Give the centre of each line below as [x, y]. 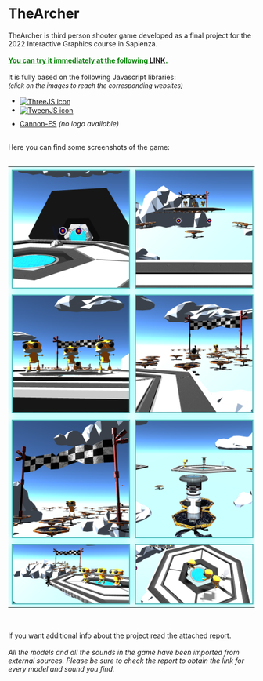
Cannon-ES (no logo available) [69, 124]
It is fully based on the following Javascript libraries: [92, 77]
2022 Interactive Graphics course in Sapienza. [83, 43]
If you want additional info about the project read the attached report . [120, 635]
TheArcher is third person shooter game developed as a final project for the [130, 35]
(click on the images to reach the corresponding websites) [96, 86]
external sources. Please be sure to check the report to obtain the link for [126, 661]
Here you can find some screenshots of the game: [89, 147]
